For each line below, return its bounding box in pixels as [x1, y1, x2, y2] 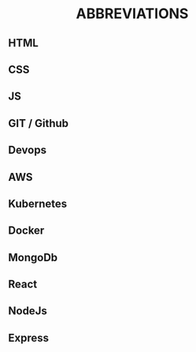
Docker [8, 224, 45, 238]
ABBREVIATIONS [76, 5, 189, 23]
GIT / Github [8, 116, 69, 130]
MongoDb [8, 250, 58, 264]
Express [8, 331, 50, 344]
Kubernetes [8, 197, 68, 210]
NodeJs [8, 305, 47, 318]
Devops [8, 144, 47, 157]
